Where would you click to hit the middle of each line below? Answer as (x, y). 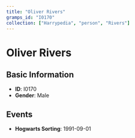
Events (19, 114)
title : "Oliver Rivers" (36, 12)
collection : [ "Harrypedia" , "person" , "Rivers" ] (68, 23)
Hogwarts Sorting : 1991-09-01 (53, 129)
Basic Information (40, 75)
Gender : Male (32, 95)
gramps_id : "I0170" (31, 17)
